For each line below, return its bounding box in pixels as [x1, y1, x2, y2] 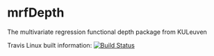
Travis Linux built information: [7, 41, 92, 49]
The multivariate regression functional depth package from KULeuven [7, 28, 207, 36]
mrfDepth [7, 5, 65, 21]
